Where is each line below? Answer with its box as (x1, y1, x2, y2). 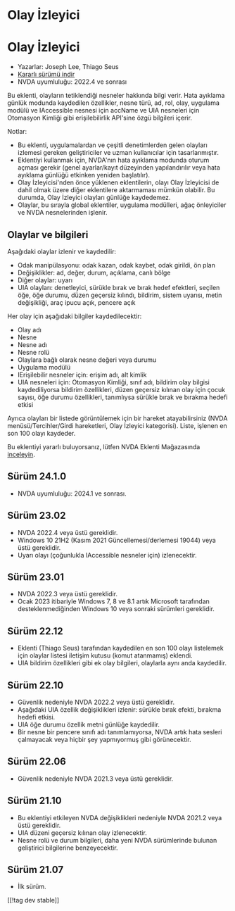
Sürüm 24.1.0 (7, 470, 67, 482)
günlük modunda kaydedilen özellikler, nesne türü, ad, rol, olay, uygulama (7, 99, 220, 107)
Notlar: (7, 127, 27, 136)
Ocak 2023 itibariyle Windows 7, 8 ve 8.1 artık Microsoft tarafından (17, 597, 210, 605)
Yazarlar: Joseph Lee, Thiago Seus (17, 63, 119, 71)
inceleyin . (7, 450, 35, 458)
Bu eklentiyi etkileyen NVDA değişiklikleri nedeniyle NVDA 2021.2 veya (17, 813, 222, 822)
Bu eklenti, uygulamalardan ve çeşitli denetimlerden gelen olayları (17, 141, 208, 149)
